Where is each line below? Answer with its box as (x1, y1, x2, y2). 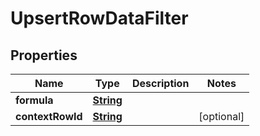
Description (131, 77, 190, 90)
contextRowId (15, 110, 83, 123)
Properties (10, 47, 78, 64)
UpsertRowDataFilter (10, 7, 189, 30)
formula (15, 93, 54, 107)
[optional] (198, 110, 245, 123)
